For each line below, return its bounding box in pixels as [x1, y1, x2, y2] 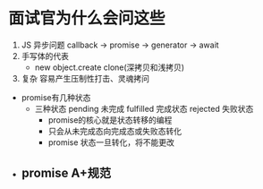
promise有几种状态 [21, 91, 91, 103]
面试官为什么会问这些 [8, 8, 166, 29]
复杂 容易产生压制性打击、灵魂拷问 [21, 73, 149, 83]
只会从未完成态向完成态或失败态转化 [47, 125, 182, 136]
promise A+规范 [21, 166, 112, 181]
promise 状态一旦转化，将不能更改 [47, 136, 175, 148]
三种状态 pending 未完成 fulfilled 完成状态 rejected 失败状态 [34, 103, 254, 114]
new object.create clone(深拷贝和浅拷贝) [34, 62, 185, 73]
